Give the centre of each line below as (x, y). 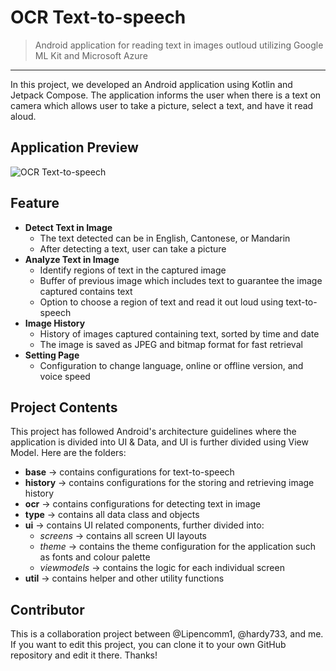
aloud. (23, 116)
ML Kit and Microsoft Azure (91, 55)
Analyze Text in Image (72, 259)
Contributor (47, 609)
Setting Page (52, 355)
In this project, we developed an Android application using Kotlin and (151, 84)
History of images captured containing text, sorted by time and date (179, 333)
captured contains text (86, 291)
